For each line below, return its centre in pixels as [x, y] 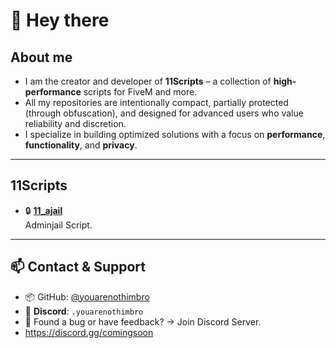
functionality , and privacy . [81, 145]
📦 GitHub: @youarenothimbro [87, 296]
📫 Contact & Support [78, 267]
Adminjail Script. [58, 225]
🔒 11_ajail [43, 210]
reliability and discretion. [75, 123]
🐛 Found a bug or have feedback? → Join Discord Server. [143, 321]
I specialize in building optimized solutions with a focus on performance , [175, 134]
